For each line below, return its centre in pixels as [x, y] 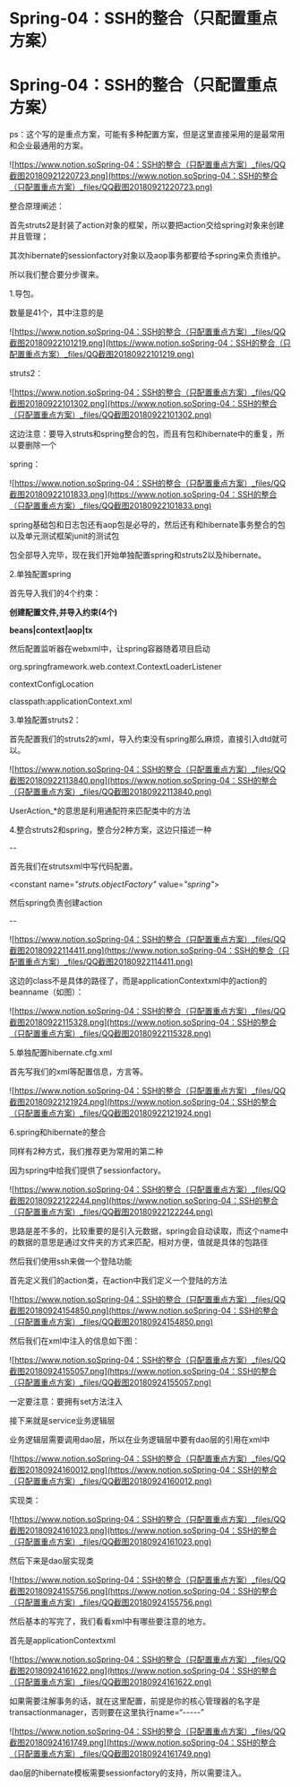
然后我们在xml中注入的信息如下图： [75, 1341]
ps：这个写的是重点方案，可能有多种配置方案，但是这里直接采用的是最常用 [147, 135]
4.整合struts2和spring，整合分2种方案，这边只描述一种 [111, 830]
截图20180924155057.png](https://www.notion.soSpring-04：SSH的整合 [143, 1371]
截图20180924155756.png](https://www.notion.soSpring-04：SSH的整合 [143, 1591]
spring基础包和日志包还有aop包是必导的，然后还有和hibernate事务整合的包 [148, 525]
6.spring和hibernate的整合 [58, 1133]
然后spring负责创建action [56, 903]
